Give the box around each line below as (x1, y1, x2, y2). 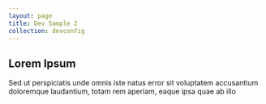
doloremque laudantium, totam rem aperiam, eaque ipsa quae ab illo (8, 86, 237, 97)
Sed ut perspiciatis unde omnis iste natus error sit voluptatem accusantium (8, 78, 259, 88)
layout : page (8, 11, 53, 20)
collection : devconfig (8, 27, 85, 35)
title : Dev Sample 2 (8, 19, 79, 27)
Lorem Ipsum (8, 56, 76, 70)
